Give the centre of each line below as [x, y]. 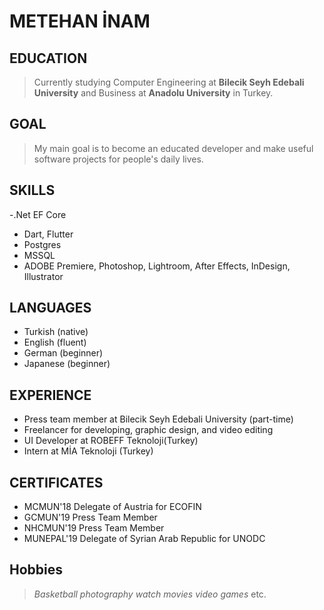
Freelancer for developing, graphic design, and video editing [148, 430]
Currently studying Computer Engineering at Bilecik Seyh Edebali [169, 82]
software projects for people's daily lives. [118, 159]
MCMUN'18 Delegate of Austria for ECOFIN [112, 507]
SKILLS [32, 190]
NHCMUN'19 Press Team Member [94, 528]
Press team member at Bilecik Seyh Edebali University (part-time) [158, 419]
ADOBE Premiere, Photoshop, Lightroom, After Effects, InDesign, [157, 266]
